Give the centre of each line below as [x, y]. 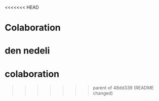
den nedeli [27, 51]
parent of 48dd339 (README [123, 88]
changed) [103, 93]
